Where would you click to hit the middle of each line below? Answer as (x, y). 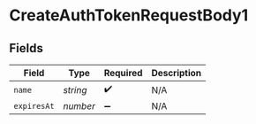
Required (123, 73)
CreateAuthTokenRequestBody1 (129, 15)
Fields (26, 48)
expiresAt (34, 106)
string (75, 89)
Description (177, 73)
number (79, 106)
